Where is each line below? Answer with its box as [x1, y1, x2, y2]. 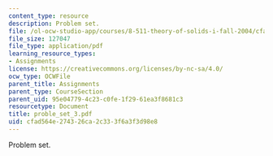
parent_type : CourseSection [8, 87, 104, 96]
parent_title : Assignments [8, 80, 100, 88]
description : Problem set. [8, 19, 100, 28]
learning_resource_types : [8, 50, 96, 58]
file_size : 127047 [8, 34, 71, 43]
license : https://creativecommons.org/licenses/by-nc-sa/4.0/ [8, 65, 223, 73]
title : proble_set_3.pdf [8, 110, 93, 119]
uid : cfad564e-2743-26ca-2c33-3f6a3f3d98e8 [8, 118, 158, 126]
